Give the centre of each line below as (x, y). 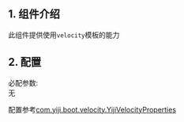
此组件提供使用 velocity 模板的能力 (64, 35)
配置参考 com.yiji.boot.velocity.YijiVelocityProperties (92, 109)
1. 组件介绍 (34, 14)
